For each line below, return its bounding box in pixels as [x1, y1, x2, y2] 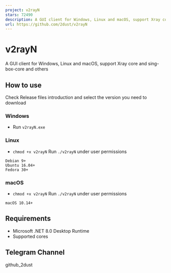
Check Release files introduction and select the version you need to [5, 94, 147, 100]
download [5, 100, 26, 106]
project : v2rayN [5, 7, 40, 13]
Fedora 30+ [5, 167, 28, 172]
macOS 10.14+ [5, 200, 33, 206]
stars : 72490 [5, 12, 33, 17]
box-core [5, 66, 25, 72]
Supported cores [12, 233, 48, 239]
